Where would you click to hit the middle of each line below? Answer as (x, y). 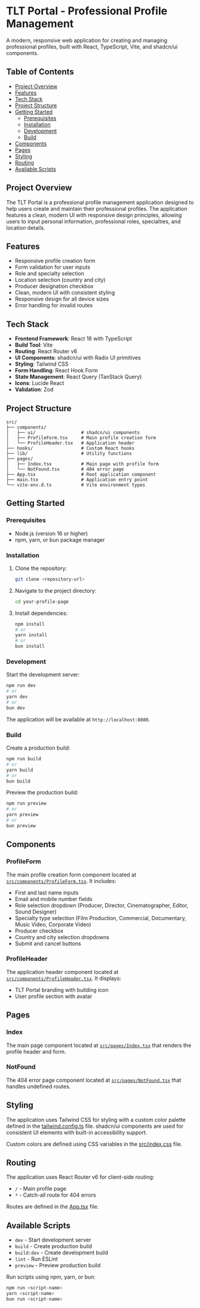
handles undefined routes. (39, 1086)
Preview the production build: (42, 793)
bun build (19, 781)
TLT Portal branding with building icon (61, 990)
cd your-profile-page (41, 602)
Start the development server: (43, 675)
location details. (26, 227)
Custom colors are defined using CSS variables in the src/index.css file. (94, 1144)
